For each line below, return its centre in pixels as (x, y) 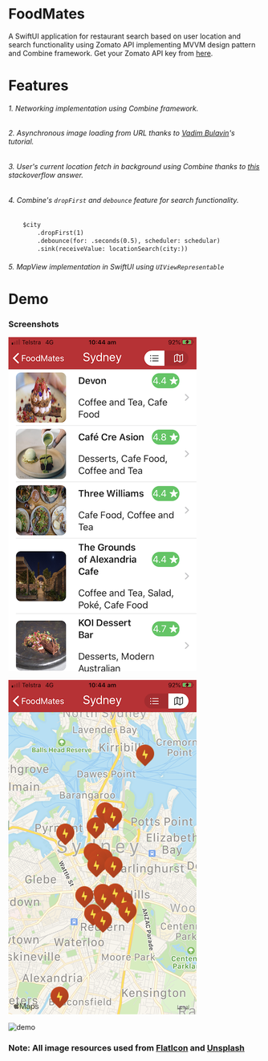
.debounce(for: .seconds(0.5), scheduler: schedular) (129, 241)
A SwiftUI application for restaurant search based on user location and (124, 36)
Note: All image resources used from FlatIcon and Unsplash (126, 1048)
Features (39, 86)
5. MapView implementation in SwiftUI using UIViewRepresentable (116, 266)
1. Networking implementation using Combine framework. (104, 108)
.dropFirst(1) (61, 233)
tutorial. (21, 142)
